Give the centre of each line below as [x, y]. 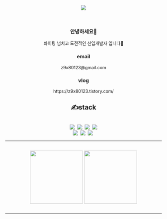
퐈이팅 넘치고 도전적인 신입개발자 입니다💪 [83, 43]
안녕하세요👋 [83, 32]
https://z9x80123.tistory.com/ [83, 91]
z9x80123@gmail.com [83, 67]
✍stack [83, 107]
